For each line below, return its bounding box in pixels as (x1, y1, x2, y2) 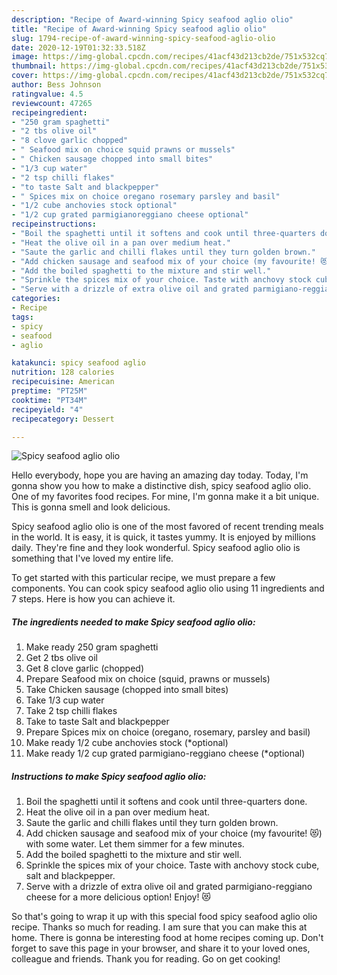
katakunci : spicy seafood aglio (11, 358, 146, 368)
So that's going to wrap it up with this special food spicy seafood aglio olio (11, 911, 318, 923)
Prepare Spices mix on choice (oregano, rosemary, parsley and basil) (25, 726, 311, 738)
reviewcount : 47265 (11, 98, 93, 108)
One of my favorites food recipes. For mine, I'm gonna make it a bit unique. (11, 491, 320, 503)
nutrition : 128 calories (11, 367, 115, 378)
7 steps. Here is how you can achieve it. (11, 593, 176, 605)
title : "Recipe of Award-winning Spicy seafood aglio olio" (11, 24, 268, 34)
